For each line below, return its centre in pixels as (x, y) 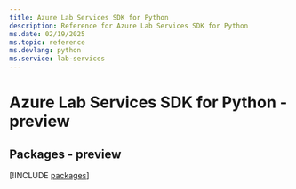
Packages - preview (65, 154)
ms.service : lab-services (57, 59)
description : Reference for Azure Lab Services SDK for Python (129, 26)
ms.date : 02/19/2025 (48, 34)
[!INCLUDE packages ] (49, 175)
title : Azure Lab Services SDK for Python (89, 17)
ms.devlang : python (45, 51)
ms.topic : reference (48, 42)
